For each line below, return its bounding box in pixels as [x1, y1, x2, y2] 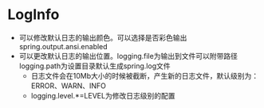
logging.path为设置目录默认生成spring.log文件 [18, 61, 171, 71]
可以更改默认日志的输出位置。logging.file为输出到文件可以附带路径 [18, 51, 238, 60]
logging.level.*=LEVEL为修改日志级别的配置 [30, 91, 175, 100]
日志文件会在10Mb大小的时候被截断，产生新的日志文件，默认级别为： [30, 71, 259, 80]
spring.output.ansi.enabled [18, 41, 108, 51]
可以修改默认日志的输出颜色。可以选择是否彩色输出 [18, 33, 187, 42]
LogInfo [7, 6, 60, 24]
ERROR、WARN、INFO [30, 81, 107, 91]
